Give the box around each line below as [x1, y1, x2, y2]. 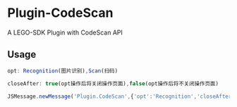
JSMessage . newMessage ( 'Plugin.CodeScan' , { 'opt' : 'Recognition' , [7, 93, 197, 100]
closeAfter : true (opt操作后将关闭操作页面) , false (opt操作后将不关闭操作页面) [7, 80, 219, 87]
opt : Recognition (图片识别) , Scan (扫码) [7, 67, 119, 75]
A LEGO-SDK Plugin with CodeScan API [7, 28, 123, 37]
